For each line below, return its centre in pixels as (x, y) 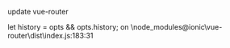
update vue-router (38, 12)
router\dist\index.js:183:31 (50, 36)
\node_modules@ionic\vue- (177, 27)
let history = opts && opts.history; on (69, 27)
